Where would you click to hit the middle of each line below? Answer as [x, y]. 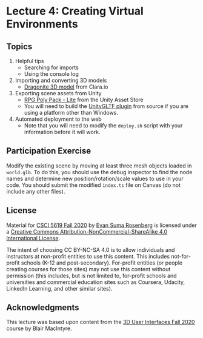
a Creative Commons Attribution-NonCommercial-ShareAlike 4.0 [87, 231]
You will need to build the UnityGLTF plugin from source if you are [106, 106]
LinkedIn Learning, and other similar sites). [59, 288]
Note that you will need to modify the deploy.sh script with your [103, 125]
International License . [33, 238]
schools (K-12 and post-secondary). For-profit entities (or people [102, 263]
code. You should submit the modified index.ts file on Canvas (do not [93, 185]
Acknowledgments [43, 308]
